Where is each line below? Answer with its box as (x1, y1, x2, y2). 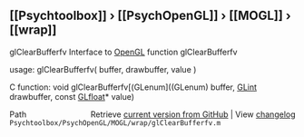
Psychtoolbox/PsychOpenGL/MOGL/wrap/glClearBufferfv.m (9, 118, 221, 127)
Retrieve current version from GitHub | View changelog (90, 109, 296, 120)
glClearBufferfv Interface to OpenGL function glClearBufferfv (9, 46, 238, 57)
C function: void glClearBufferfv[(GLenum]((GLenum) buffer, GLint (9, 82, 257, 93)
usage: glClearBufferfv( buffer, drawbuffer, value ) (9, 64, 197, 74)
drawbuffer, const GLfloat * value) (9, 91, 134, 102)
